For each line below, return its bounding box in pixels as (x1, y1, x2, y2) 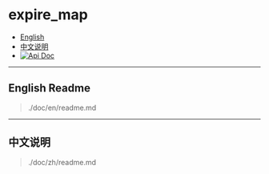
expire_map (8, 6, 88, 24)
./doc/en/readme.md (27, 103, 97, 112)
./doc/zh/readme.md (27, 157, 97, 167)
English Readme (8, 82, 90, 95)
